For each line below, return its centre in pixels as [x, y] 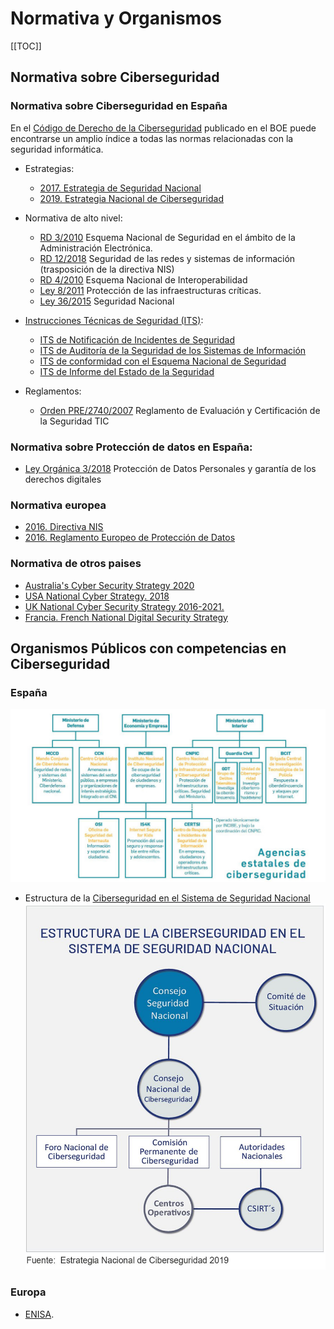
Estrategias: [49, 168]
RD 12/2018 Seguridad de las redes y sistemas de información [167, 258]
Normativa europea [58, 505]
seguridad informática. [57, 149]
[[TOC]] [26, 46]
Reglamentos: [53, 391]
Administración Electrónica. [96, 248]
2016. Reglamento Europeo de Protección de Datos [130, 538]
